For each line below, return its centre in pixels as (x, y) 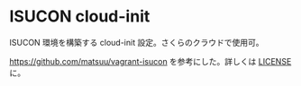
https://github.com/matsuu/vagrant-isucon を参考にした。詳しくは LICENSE (150, 61)
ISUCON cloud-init (80, 17)
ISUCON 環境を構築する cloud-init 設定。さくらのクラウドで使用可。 (137, 42)
